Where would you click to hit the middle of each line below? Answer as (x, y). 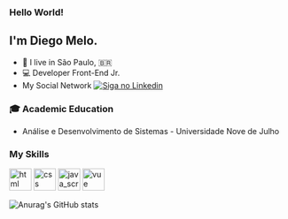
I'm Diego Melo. (54, 41)
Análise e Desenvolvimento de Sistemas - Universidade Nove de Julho (151, 132)
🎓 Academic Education (61, 109)
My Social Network (57, 85)
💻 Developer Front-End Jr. (71, 72)
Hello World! (37, 12)
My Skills (29, 154)
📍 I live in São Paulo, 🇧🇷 (67, 62)
